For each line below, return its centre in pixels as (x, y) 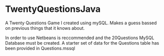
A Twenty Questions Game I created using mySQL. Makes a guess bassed (81, 23)
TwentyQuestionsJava (53, 9)
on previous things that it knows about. (45, 28)
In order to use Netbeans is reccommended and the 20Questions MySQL (80, 38)
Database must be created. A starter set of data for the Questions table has (82, 43)
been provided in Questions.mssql (40, 48)
